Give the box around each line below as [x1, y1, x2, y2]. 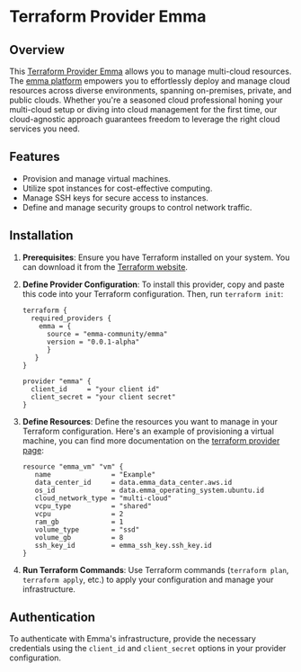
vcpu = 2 [34, 509, 124, 518]
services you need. [9, 123, 81, 134]
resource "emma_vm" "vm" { [22, 461, 124, 471]
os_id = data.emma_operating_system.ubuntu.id [34, 486, 265, 495]
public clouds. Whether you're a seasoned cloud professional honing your [9, 94, 283, 105]
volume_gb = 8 [34, 533, 124, 542]
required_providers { [31, 313, 112, 323]
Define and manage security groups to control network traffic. [22, 202, 252, 212]
